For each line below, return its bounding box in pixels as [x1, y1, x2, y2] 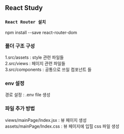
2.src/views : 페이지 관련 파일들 [5, 60, 65, 66]
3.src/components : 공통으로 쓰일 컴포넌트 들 [5, 67, 92, 72]
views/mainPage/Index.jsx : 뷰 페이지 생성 [5, 117, 87, 123]
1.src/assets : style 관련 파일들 [5, 54, 64, 60]
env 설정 [5, 80, 25, 86]
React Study [5, 4, 43, 12]
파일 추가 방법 [5, 105, 35, 112]
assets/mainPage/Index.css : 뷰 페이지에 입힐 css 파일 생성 [5, 123, 120, 129]
